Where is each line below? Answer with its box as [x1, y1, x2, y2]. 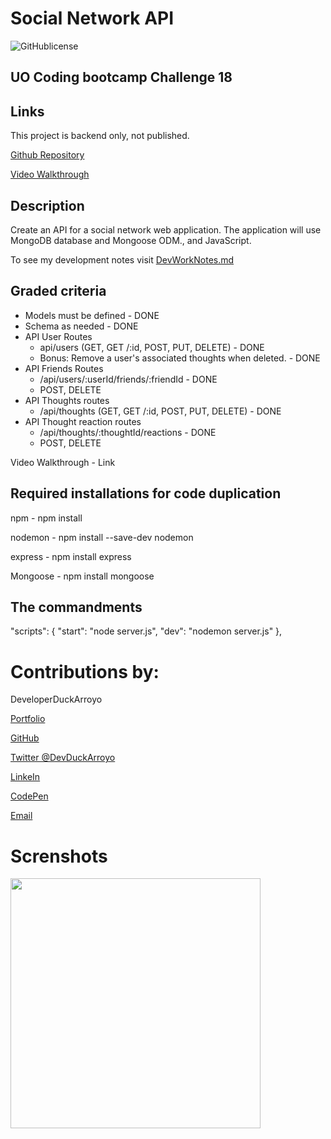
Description [10, 197, 85, 214]
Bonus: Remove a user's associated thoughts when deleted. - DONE [39, 352, 321, 364]
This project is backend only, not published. [10, 130, 190, 142]
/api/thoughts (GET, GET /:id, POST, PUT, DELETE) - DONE [39, 405, 282, 417]
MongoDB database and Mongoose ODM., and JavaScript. [10, 234, 252, 246]
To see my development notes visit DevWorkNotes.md [10, 253, 235, 266]
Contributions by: [10, 660, 160, 683]
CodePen [10, 790, 49, 802]
